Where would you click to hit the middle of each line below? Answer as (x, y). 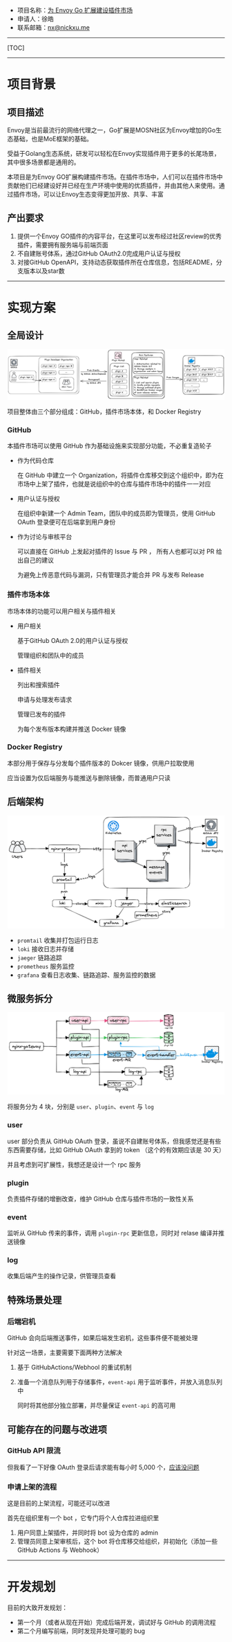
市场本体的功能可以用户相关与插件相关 (61, 611)
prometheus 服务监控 (46, 966)
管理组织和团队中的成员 (50, 655)
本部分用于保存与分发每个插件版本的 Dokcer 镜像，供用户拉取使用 (101, 763)
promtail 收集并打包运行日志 (58, 940)
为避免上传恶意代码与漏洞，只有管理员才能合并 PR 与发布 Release (110, 575)
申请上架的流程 (32, 1487)
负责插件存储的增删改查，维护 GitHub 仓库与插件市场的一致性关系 (100, 1199)
